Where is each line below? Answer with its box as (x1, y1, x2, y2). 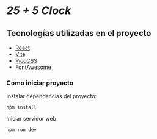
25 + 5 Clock (6, 4, 71, 18)
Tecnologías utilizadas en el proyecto (6, 28, 152, 38)
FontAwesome (15, 63, 52, 71)
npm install (6, 104, 37, 110)
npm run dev (6, 127, 37, 133)
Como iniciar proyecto (6, 79, 74, 87)
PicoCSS (15, 57, 38, 64)
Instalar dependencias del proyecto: (6, 93, 97, 100)
